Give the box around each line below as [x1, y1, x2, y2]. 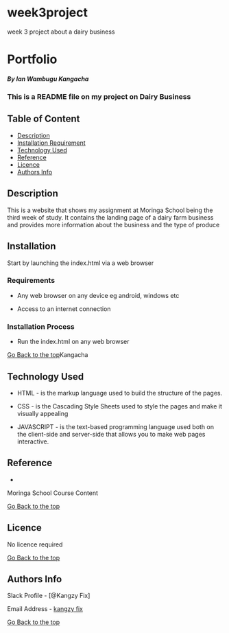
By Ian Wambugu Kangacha [7, 74, 89, 83]
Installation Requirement [16, 139, 86, 147]
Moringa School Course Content [7, 489, 98, 497]
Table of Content [7, 113, 80, 125]
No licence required [7, 540, 63, 549]
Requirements [7, 276, 56, 286]
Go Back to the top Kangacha [7, 351, 88, 359]
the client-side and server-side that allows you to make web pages [16, 430, 206, 438]
